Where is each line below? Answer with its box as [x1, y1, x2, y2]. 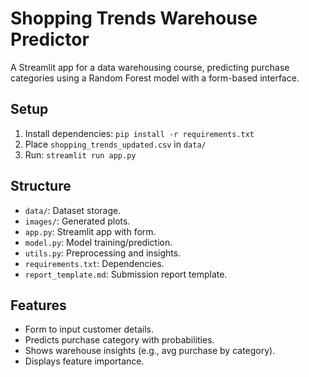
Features [10, 297, 67, 314]
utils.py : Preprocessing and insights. [24, 247, 182, 259]
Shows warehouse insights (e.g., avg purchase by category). [24, 345, 276, 357]
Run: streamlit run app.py [24, 148, 137, 161]
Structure [10, 178, 72, 195]
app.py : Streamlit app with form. [24, 225, 157, 237]
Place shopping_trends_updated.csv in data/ [24, 138, 207, 150]
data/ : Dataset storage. [24, 204, 122, 216]
